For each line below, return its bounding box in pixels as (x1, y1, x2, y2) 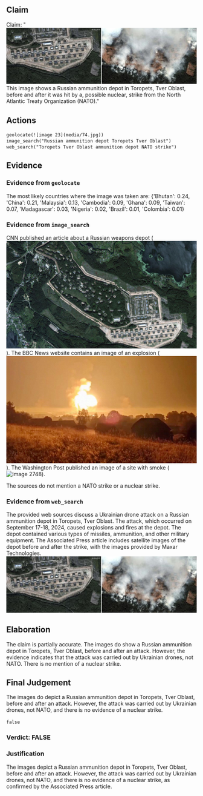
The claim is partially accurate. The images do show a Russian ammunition (6, 640, 192, 648)
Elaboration (6, 625, 51, 635)
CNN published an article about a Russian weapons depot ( (6, 234, 153, 241)
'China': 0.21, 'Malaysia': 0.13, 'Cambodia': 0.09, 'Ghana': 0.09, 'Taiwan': (6, 199, 185, 206)
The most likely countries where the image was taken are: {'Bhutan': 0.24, (6, 192, 190, 199)
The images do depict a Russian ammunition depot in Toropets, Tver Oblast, (6, 694, 195, 701)
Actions (6, 115, 36, 125)
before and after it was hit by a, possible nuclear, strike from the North (6, 91, 181, 99)
